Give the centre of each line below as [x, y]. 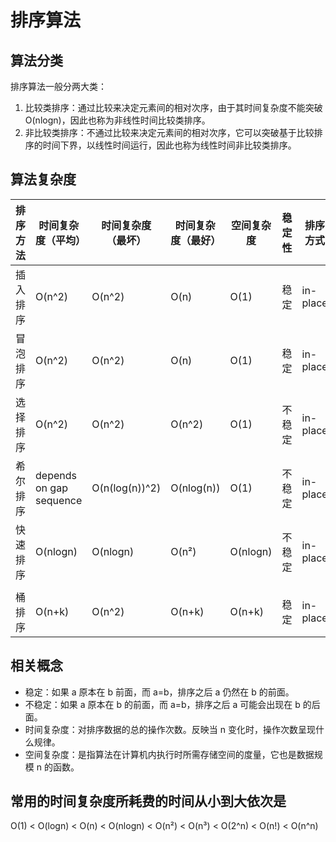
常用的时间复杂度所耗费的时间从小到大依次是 [148, 801]
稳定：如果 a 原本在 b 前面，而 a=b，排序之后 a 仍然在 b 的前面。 [159, 692]
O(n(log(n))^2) [126, 488]
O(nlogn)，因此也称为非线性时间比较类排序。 [117, 120]
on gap [51, 488]
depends [56, 475]
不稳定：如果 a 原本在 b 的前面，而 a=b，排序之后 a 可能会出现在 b [162, 704]
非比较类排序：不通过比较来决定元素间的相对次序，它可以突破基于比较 [169, 132]
